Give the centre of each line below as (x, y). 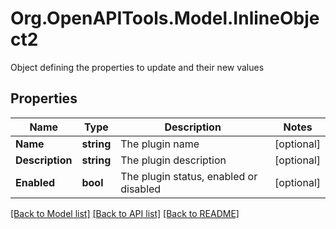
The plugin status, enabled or (189, 176)
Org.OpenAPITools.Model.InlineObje (165, 18)
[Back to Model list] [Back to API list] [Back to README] (125, 213)
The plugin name (160, 144)
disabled (141, 189)
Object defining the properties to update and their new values (137, 67)
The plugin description (173, 160)
